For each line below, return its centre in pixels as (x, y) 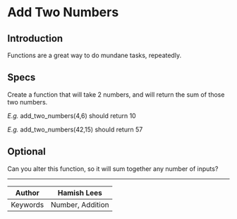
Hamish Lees (80, 193)
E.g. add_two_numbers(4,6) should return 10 (72, 116)
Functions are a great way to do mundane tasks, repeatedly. (95, 55)
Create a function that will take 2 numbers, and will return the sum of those (116, 94)
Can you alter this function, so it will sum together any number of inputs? (113, 168)
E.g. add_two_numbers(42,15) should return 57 (75, 129)
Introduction (35, 39)
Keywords (28, 204)
